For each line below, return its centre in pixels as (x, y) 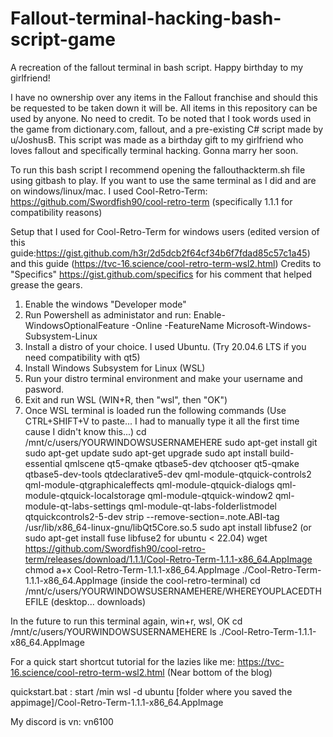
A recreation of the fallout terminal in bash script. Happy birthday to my (157, 67)
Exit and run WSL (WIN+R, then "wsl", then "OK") (126, 399)
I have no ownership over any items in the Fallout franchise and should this (164, 97)
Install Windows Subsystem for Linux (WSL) (115, 368)
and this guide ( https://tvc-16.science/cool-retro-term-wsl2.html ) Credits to (166, 263)
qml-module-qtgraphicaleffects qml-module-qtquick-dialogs (149, 484)
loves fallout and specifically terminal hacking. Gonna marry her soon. (154, 150)
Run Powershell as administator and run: (108, 314)
